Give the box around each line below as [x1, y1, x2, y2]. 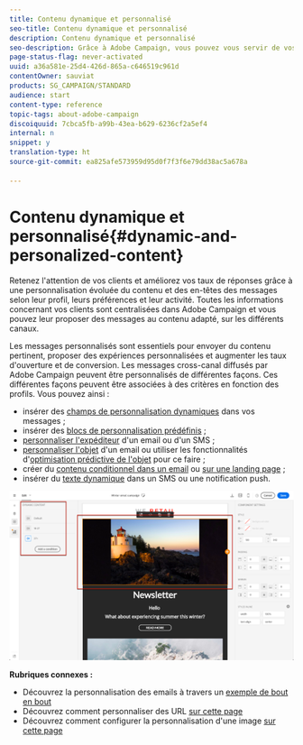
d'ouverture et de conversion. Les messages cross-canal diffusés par [9, 359, 269, 370]
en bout [22, 696, 51, 707]
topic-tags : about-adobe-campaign [9, 109, 140, 119]
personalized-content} [9, 244, 184, 265]
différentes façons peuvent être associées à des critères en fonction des [9, 379, 280, 390]
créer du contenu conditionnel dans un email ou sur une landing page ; [22, 463, 286, 474]
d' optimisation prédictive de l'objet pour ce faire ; [22, 454, 206, 464]
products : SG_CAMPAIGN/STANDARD [9, 81, 131, 90]
